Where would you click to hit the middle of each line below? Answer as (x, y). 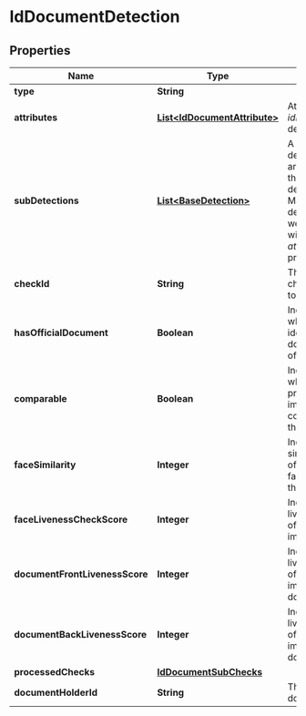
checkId (32, 284)
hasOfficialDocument (61, 332)
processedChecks (55, 672)
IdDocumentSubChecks (209, 672)
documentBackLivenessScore (81, 634)
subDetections (46, 200)
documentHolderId (56, 692)
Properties (40, 51)
